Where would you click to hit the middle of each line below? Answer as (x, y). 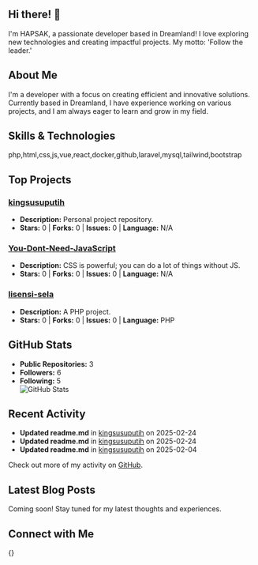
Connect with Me (51, 534)
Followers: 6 (40, 372)
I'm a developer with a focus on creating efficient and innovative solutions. (129, 94)
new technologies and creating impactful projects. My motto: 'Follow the (125, 42)
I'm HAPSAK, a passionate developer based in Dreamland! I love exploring (128, 33)
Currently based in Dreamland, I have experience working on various (120, 103)
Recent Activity (47, 414)
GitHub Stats (40, 345)
